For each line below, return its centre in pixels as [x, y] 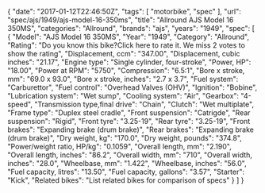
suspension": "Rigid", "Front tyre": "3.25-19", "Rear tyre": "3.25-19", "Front [129, 121]
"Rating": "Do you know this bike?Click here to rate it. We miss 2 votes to [126, 45]
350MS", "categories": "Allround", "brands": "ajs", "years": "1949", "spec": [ [131, 28]
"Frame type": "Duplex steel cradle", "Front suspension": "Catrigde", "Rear [129, 113]
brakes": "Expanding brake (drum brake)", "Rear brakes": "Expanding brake [131, 129]
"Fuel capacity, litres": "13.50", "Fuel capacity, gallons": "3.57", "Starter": [126, 172]
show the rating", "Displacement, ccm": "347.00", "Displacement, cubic [124, 54]
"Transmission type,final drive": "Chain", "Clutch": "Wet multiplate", [144, 104]
